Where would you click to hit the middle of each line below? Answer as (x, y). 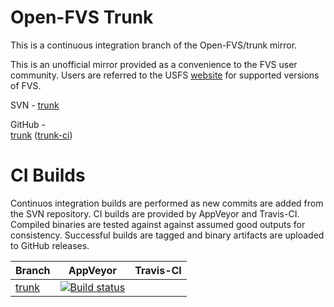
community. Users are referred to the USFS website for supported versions (165, 75)
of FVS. (26, 85)
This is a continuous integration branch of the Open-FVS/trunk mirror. (154, 45)
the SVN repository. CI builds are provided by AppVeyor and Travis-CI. (155, 213)
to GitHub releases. (50, 245)
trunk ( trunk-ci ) (41, 135)
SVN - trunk (35, 105)
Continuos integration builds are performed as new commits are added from (167, 203)
